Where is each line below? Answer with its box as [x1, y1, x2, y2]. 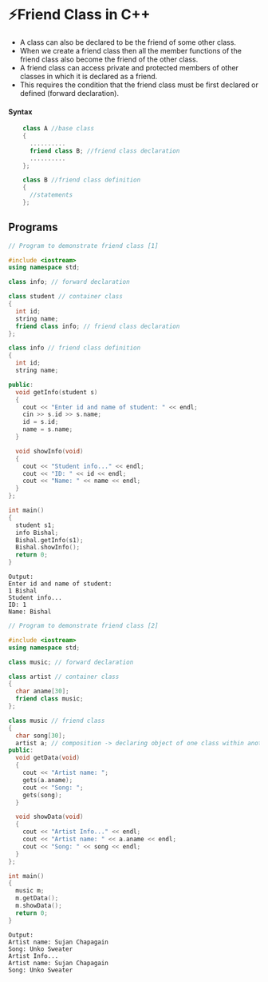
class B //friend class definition [22, 176, 141, 184]
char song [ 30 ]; [15, 732, 66, 740]
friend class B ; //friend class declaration [29, 146, 180, 155]
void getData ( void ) [15, 754, 81, 762]
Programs [8, 221, 58, 234]
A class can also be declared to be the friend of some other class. [19, 37, 237, 47]
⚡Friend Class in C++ [8, 6, 151, 24]
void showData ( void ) [15, 812, 84, 821]
